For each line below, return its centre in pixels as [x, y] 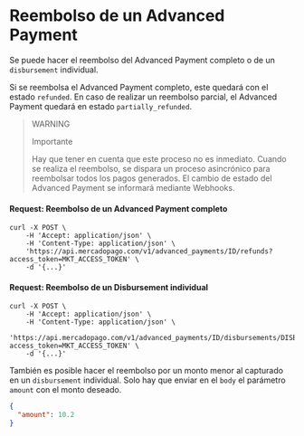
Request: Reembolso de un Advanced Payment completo [119, 208]
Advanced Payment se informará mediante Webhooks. [133, 187]
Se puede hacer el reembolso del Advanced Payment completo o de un [142, 60]
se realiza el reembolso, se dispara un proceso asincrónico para [151, 168]
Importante [52, 141]
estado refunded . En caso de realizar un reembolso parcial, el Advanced [143, 97]
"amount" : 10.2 [46, 415]
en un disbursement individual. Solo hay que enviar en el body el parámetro [148, 380]
